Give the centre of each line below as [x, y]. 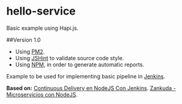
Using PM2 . [30, 51]
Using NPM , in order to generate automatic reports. [80, 64]
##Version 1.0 [24, 40]
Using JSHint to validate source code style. [69, 58]
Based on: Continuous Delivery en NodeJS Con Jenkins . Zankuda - [91, 88]
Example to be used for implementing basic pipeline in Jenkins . [86, 76]
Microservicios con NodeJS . [42, 94]
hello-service [41, 11]
